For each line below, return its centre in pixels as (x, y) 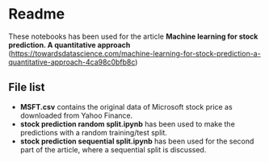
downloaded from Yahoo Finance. (76, 115)
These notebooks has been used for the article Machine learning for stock (133, 36)
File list (27, 87)
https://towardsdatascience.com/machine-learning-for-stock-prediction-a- (136, 53)
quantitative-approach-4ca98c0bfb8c (72, 62)
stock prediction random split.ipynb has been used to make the (128, 124)
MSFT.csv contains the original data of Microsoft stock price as (126, 106)
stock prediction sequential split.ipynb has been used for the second (137, 141)
